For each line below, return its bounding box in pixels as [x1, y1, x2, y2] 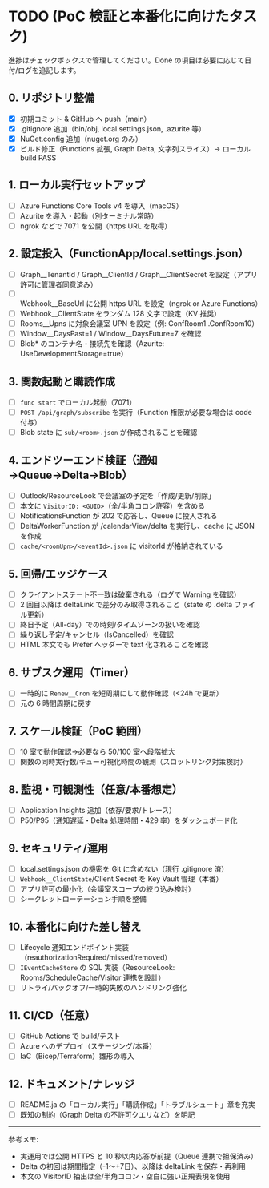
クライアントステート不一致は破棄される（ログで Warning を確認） [19, 590, 242, 599]
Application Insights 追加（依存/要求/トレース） [19, 806, 176, 815]
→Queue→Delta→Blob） [8, 468, 133, 481]
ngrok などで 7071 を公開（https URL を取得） [19, 221, 172, 231]
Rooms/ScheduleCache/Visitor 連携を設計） [19, 973, 166, 982]
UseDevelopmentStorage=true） [19, 349, 128, 359]
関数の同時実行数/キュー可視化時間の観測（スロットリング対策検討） [19, 757, 247, 767]
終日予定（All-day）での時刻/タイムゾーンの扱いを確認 [19, 620, 200, 630]
